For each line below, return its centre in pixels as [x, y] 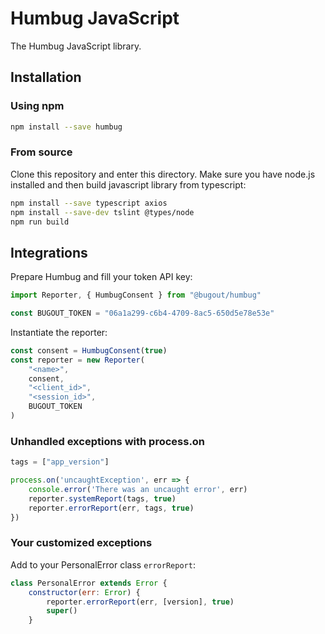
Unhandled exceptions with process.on [108, 441]
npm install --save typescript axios [89, 203]
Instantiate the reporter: [59, 332]
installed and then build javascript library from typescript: [128, 184]
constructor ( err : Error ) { [84, 592]
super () [62, 611]
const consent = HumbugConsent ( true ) [89, 350]
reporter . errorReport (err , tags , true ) [111, 508]
